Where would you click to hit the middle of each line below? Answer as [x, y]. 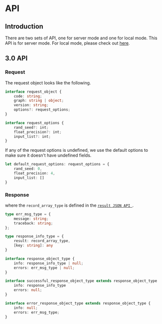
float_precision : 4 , [34, 173]
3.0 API [16, 58]
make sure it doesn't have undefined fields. [48, 155]
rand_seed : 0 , [28, 169]
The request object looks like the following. [48, 82]
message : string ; [31, 219]
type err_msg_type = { [28, 214]
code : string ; [28, 96]
